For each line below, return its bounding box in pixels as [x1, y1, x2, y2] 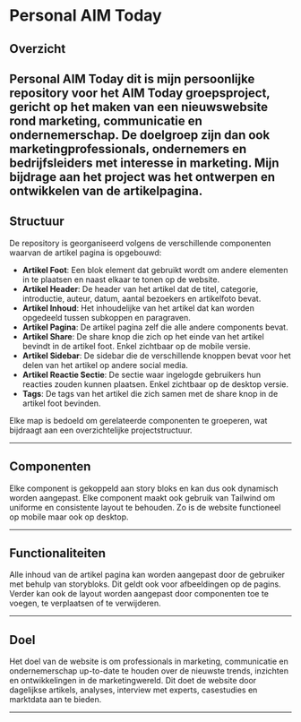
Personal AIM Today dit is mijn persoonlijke [9, 71, 255, 86]
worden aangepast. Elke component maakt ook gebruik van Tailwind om [9, 492, 276, 503]
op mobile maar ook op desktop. [9, 511, 129, 522]
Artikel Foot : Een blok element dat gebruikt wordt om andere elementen [21, 264, 288, 275]
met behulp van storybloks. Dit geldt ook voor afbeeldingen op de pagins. [9, 579, 281, 589]
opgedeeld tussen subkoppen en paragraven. [21, 312, 191, 322]
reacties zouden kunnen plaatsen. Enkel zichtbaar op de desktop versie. [21, 378, 289, 390]
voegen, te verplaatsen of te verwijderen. [9, 597, 161, 609]
